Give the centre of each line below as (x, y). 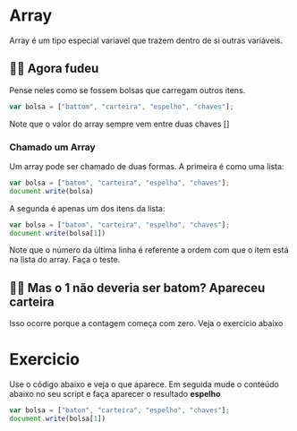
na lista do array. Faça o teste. (65, 260)
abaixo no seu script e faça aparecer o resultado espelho (115, 394)
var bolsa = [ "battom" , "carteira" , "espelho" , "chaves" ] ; (122, 107)
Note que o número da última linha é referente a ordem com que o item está (149, 250)
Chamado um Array (52, 147)
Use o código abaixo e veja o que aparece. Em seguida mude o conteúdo (144, 384)
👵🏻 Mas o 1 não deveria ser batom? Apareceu (137, 288)
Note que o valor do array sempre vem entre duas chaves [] (119, 124)
